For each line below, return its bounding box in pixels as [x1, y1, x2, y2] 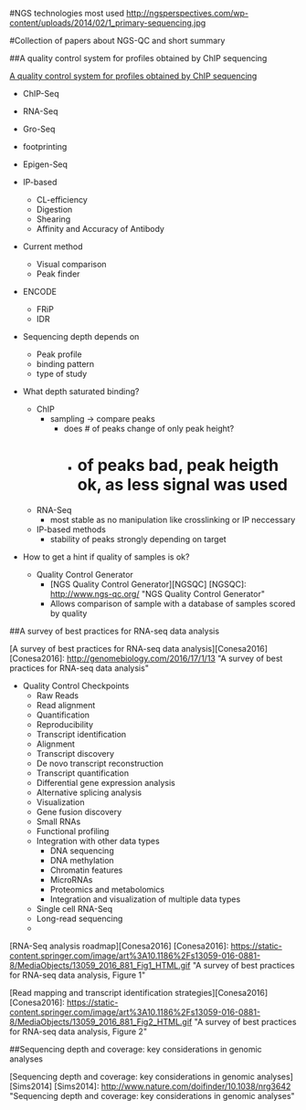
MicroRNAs [49, 874, 93, 885]
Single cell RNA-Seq [36, 903, 113, 914]
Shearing [36, 214, 71, 225]
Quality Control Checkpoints [22, 680, 130, 691]
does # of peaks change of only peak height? [63, 424, 235, 434]
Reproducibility [36, 718, 94, 729]
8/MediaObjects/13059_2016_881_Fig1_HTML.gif [9, 959, 191, 970]
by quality [49, 607, 88, 619]
